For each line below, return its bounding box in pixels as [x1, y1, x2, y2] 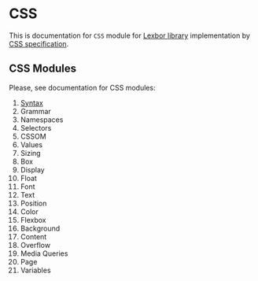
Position [20, 198, 47, 208]
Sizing [20, 148, 42, 157]
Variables [20, 265, 51, 275]
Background [20, 224, 61, 233]
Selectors [20, 123, 52, 132]
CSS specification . [9, 39, 69, 48]
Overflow [20, 240, 50, 250]
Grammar [20, 106, 52, 116]
